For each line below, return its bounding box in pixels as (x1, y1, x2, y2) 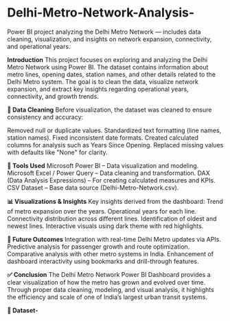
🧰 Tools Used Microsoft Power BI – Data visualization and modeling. (7, 161, 199, 169)
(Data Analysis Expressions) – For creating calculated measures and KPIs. (7, 176, 216, 184)
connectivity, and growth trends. (7, 92, 100, 101)
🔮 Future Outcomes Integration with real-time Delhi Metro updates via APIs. (7, 235, 222, 243)
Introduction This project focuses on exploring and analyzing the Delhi (7, 55, 208, 63)
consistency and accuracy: (7, 112, 84, 121)
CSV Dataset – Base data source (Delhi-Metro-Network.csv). (7, 183, 179, 191)
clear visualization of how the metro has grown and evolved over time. (7, 278, 206, 287)
